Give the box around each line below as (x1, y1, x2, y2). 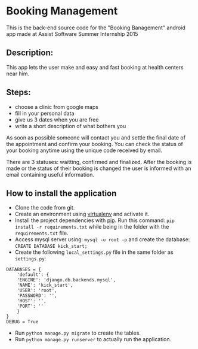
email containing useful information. (6, 171, 94, 178)
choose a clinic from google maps (14, 103, 98, 110)
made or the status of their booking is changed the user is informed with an (6, 165, 191, 172)
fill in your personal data (14, 110, 75, 117)
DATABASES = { (6, 266, 42, 273)
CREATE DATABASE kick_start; (14, 244, 88, 250)
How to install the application (6, 188, 117, 198)
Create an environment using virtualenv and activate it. (14, 211, 150, 218)
